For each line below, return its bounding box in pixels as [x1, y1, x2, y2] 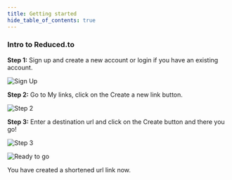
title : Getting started [7, 10, 77, 18]
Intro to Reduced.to [7, 40, 75, 50]
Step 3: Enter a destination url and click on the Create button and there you [7, 117, 225, 126]
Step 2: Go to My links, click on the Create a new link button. [7, 90, 183, 99]
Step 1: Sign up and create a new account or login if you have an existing [7, 55, 219, 64]
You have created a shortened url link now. [7, 165, 131, 174]
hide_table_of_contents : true [7, 17, 96, 24]
